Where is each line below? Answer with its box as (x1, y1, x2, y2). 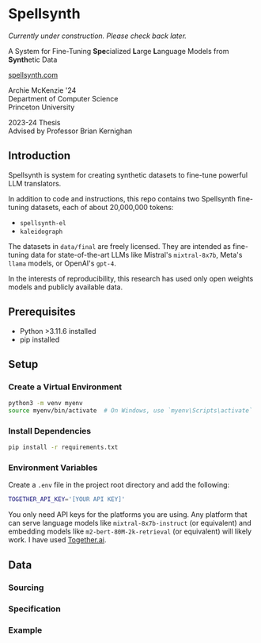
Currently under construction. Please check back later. (8, 31, 187, 40)
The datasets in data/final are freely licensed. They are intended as (8, 241, 231, 251)
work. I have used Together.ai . (8, 535, 107, 545)
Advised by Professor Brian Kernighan (8, 126, 133, 136)
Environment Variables (8, 462, 98, 473)
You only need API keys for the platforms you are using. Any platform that (8, 510, 248, 519)
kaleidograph (19, 228, 63, 235)
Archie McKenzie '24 (8, 85, 77, 95)
